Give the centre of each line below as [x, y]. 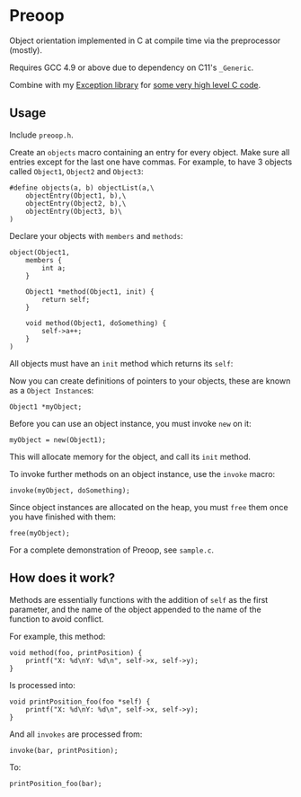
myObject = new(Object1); [58, 440]
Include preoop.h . [41, 135]
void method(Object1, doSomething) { [96, 323]
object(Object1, [40, 252]
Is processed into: [43, 685]
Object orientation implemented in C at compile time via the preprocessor [145, 40]
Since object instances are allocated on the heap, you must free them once [149, 507]
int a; [54, 268]
